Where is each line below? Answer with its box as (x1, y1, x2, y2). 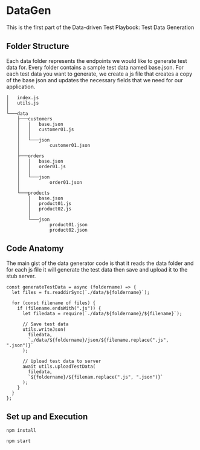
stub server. (6, 272, 36, 279)
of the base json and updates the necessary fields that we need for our (6, 76, 183, 83)
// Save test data (22, 321, 69, 327)
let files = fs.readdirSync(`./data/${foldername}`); (11, 289, 150, 295)
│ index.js (6, 94, 39, 100)
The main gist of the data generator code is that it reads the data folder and (6, 259, 194, 267)
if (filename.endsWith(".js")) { (17, 305, 102, 311)
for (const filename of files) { (11, 300, 96, 306)
